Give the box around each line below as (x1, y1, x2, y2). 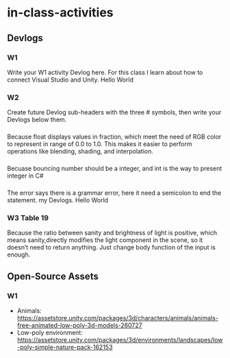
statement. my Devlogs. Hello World (7, 195, 108, 204)
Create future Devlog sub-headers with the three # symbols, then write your (7, 108, 222, 117)
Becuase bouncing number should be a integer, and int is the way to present (7, 165, 222, 173)
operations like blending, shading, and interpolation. (7, 147, 154, 156)
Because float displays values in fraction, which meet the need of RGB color (7, 132, 222, 141)
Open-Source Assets (7, 270, 99, 282)
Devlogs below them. (7, 115, 67, 124)
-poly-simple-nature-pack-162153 (16, 343, 113, 351)
